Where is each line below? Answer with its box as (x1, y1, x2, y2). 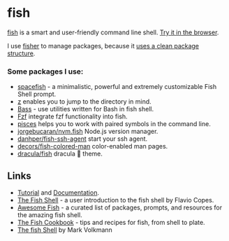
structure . (7, 49, 36, 57)
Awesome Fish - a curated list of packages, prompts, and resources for (17, 203, 222, 212)
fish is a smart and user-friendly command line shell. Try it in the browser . (7, 28, 219, 36)
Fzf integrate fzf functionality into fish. (17, 112, 128, 120)
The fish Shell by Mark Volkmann (17, 226, 113, 234)
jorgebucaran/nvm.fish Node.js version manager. (17, 128, 158, 136)
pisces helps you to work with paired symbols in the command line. (17, 120, 211, 128)
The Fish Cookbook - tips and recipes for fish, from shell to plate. (17, 219, 205, 227)
